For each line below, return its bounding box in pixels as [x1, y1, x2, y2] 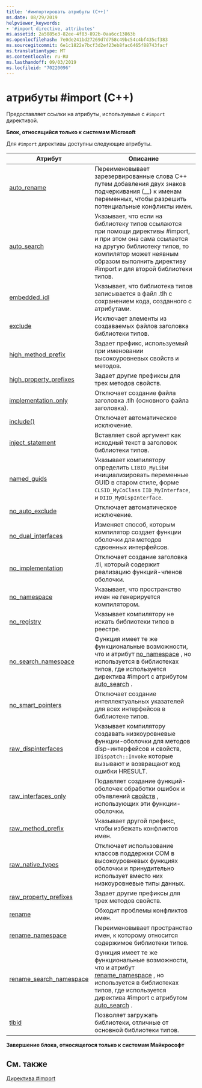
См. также [6, 1059, 48, 1069]
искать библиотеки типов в [94, 617, 174, 626]
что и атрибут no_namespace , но [94, 650, 191, 658]
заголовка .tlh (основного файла [94, 397, 189, 405]
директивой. [6, 117, 38, 124]
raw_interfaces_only [9, 792, 66, 800]
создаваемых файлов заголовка [94, 322, 189, 330]
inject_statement [9, 439, 56, 447]
